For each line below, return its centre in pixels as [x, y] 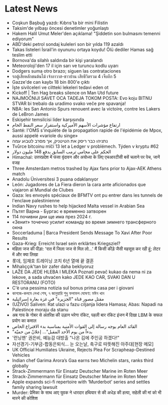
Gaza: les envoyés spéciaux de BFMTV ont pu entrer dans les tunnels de [87, 195]
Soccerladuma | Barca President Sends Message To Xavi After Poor [82, 233]
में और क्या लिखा [25, 254]
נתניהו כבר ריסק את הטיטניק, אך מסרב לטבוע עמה [60, 141]
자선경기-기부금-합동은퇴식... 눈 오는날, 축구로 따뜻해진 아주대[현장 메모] [83, 344]
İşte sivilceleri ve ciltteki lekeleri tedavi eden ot [60, 87]
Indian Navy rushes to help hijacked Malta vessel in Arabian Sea [78, 206]
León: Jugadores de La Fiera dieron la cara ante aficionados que [79, 184]
